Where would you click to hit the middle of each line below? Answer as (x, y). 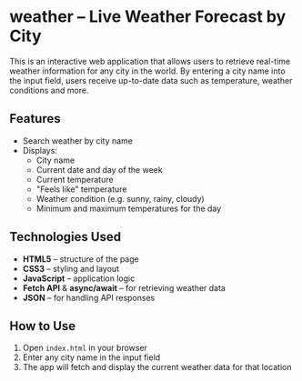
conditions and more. (49, 90)
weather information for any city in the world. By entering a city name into (147, 71)
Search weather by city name (78, 140)
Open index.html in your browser (85, 348)
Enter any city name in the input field (91, 357)
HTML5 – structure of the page (81, 259)
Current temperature (75, 179)
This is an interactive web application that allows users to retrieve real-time (150, 61)
